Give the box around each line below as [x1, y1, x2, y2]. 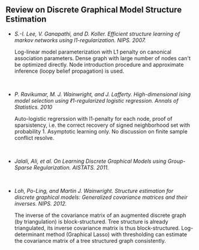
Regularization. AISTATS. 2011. [33, 163, 109, 171]
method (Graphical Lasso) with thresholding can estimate [46, 231, 187, 238]
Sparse [14, 163, 32, 171]
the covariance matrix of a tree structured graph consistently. [14, 237, 166, 244]
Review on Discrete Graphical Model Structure [5, 5, 182, 15]
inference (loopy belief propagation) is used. [14, 67, 125, 75]
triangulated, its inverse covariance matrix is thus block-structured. [14, 224, 180, 231]
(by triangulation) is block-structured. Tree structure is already [14, 218, 168, 225]
